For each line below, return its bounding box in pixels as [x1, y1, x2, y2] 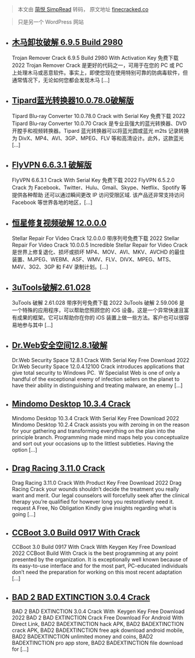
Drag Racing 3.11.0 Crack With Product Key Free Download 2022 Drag [11, 479, 182, 486]
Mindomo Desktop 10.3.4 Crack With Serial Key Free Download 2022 [11, 414, 180, 421]
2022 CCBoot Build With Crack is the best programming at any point [11, 550, 178, 557]
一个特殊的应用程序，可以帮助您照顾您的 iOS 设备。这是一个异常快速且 [11, 306, 184, 314]
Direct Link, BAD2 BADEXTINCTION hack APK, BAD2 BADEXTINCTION [11, 621, 184, 628]
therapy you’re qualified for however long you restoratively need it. [11, 498, 174, 505]
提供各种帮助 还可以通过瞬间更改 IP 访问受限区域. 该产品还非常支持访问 [11, 191, 185, 199]
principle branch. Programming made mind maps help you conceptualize [11, 433, 189, 440]
